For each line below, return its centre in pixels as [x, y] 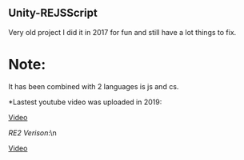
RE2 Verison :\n [33, 133]
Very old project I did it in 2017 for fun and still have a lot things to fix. [122, 32]
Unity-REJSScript [53, 13]
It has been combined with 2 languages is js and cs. [94, 86]
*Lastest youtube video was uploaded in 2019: [85, 102]
